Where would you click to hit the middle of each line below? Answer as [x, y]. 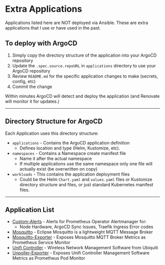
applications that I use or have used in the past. [53, 28]
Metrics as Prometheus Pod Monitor [49, 258]
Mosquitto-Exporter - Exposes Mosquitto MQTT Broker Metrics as [79, 237]
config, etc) [24, 81]
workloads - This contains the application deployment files [71, 174]
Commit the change [32, 87]
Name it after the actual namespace [56, 158]
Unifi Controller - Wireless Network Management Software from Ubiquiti [85, 248]
